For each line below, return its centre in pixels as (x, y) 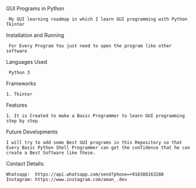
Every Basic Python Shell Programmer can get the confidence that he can (98, 148)
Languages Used (27, 62)
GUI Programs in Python (35, 8)
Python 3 (19, 73)
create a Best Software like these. (51, 153)
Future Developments (32, 132)
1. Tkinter (19, 94)
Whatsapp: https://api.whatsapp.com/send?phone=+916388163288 (85, 175)
